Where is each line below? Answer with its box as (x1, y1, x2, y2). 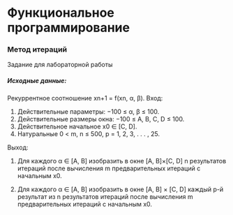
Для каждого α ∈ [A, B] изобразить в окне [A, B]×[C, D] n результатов (17, 157, 227, 165)
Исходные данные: (7, 77, 67, 85)
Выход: (7, 143, 29, 151)
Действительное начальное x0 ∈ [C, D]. (17, 122, 137, 131)
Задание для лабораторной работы (7, 61, 113, 69)
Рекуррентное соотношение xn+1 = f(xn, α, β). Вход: (7, 94, 163, 103)
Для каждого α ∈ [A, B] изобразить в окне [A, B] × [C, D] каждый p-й (17, 185, 224, 193)
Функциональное (7, 5, 115, 21)
